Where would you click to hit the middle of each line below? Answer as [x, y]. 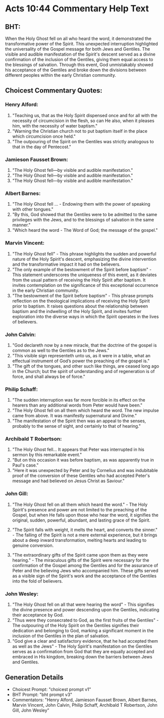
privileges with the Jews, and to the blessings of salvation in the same [83, 220]
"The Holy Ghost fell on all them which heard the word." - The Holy [80, 504]
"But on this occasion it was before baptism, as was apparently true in [83, 460]
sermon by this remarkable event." [47, 455]
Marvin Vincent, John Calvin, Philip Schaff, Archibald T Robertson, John [85, 705]
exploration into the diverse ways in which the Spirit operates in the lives [85, 316]
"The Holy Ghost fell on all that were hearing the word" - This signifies [83, 605]
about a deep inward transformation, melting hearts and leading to [79, 540]
